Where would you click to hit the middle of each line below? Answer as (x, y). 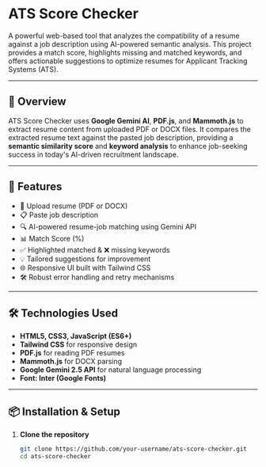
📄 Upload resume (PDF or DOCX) (74, 206)
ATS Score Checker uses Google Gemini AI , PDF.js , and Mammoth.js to (126, 120)
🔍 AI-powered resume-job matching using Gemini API (108, 226)
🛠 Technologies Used (63, 313)
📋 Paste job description (59, 215)
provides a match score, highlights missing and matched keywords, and (125, 52)
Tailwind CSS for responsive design (78, 344)
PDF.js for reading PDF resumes (72, 353)
